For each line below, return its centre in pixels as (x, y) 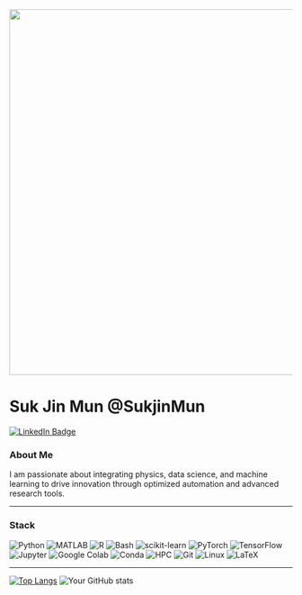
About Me (31, 455)
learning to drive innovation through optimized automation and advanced (144, 484)
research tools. (37, 493)
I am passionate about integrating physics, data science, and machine (138, 474)
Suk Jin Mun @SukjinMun (107, 406)
